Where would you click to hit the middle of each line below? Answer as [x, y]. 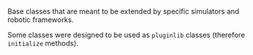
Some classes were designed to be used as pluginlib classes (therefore [127, 35]
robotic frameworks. [41, 20]
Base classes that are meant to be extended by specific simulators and [123, 11]
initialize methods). [43, 43]
